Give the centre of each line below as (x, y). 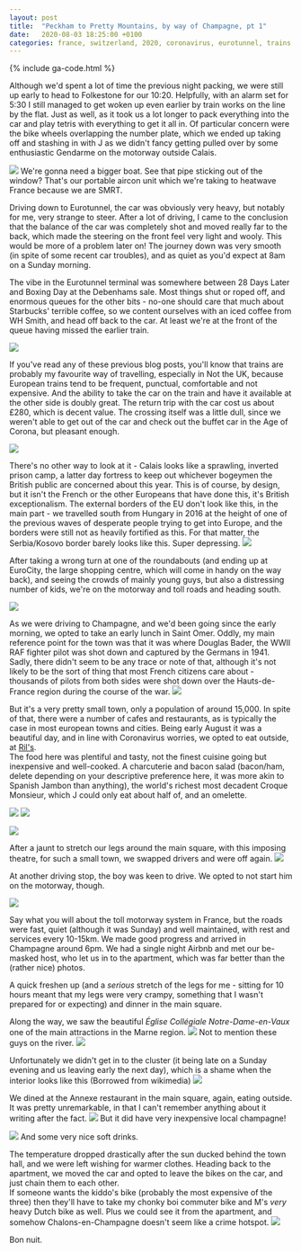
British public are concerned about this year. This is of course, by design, (145, 485)
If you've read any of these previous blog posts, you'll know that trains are (146, 364)
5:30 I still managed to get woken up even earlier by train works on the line (147, 105)
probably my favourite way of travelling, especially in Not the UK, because (146, 374)
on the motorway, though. (57, 886)
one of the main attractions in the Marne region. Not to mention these (143, 1033)
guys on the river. (42, 1043)
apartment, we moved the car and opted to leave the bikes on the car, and (146, 1174)
